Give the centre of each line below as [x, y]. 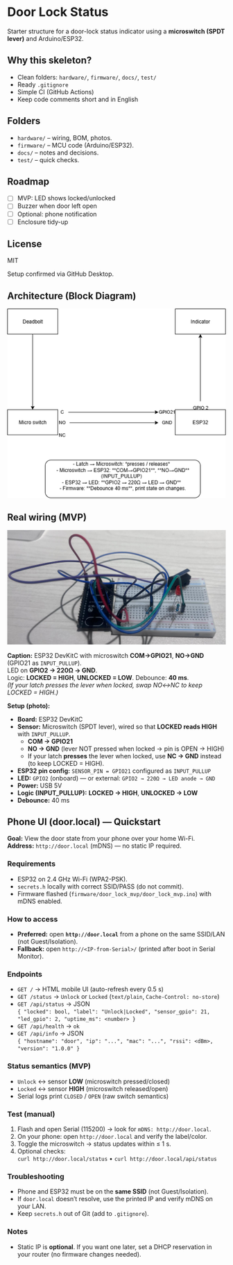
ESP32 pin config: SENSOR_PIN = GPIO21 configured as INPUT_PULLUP [114, 771]
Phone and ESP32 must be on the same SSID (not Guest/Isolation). [113, 1192]
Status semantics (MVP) [49, 1066]
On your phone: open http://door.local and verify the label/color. [112, 1136]
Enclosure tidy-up [43, 222]
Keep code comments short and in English [78, 99]
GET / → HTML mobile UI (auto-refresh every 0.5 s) [90, 989]
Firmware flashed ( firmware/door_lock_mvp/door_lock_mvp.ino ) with [114, 893]
